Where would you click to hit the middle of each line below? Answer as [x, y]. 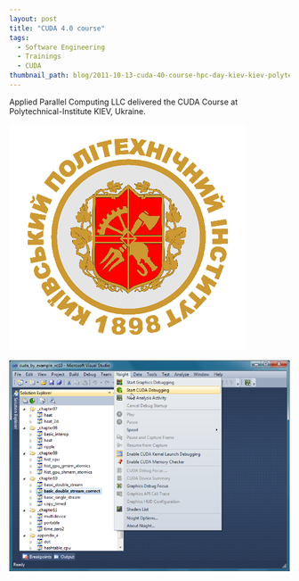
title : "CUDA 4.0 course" [57, 28]
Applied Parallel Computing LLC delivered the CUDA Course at [124, 102]
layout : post [33, 19]
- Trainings [40, 57]
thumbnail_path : [39, 76]
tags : [19, 37]
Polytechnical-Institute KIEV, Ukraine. [77, 111]
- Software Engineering [61, 47]
